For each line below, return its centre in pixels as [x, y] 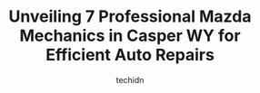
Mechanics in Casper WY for [130, 36]
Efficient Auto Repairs [130, 55]
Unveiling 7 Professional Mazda [130, 17]
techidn [130, 79]
